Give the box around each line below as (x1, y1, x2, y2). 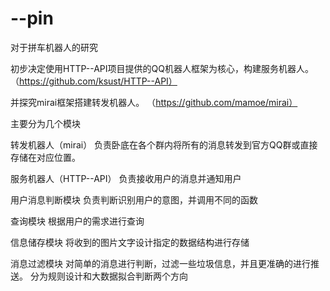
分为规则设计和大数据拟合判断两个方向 (29, 270, 188, 282)
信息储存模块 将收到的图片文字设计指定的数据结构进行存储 (10, 236, 250, 248)
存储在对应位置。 (10, 151, 81, 163)
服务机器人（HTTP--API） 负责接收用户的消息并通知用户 (10, 172, 242, 184)
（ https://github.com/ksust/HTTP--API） (10, 75, 178, 87)
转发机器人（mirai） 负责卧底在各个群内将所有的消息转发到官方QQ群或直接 (10, 138, 318, 151)
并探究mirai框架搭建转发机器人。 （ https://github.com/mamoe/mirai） (10, 96, 298, 108)
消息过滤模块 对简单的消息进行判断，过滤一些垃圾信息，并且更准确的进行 (10, 257, 311, 269)
